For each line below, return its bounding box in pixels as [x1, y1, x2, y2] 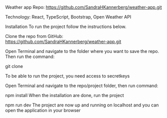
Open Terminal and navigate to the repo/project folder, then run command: [5, 82, 159, 88]
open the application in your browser [5, 107, 81, 113]
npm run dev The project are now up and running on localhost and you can [5, 102, 159, 108]
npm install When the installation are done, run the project [5, 92, 124, 98]
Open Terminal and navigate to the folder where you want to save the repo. [5, 48, 160, 54]
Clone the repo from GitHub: [5, 33, 63, 39]
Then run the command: [5, 53, 55, 59]
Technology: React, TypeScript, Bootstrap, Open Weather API [5, 14, 131, 19]
